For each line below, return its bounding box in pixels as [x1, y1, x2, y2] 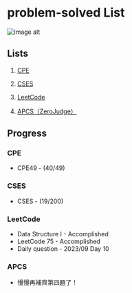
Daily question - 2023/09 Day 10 [16, 245, 109, 253]
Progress [7, 128, 47, 140]
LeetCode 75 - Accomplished [16, 237, 101, 246]
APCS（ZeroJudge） [16, 107, 77, 115]
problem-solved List [7, 5, 125, 21]
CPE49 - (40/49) [16, 164, 65, 172]
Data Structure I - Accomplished [16, 230, 109, 238]
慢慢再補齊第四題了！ [16, 278, 78, 287]
